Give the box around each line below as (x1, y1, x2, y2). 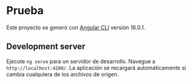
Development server (6, 41, 86, 52)
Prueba (6, 4, 44, 18)
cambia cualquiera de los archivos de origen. (6, 71, 119, 78)
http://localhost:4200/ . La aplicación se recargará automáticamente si (6, 64, 187, 71)
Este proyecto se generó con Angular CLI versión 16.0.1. (6, 24, 146, 31)
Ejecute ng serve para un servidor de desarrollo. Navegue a (6, 57, 156, 65)
